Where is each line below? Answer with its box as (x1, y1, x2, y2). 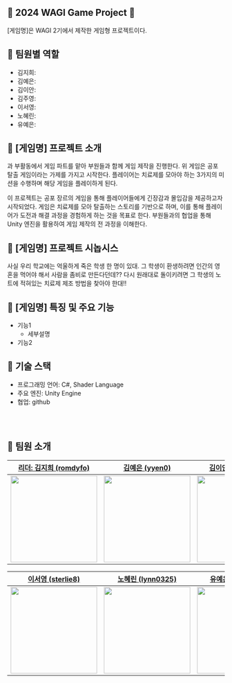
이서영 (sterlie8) (27, 574, 81, 584)
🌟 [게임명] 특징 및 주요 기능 (7, 301, 115, 313)
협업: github (17, 398, 50, 406)
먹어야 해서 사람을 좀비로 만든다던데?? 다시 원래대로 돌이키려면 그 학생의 (19, 271, 214, 279)
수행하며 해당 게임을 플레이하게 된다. (19, 179, 118, 188)
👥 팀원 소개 (7, 441, 52, 452)
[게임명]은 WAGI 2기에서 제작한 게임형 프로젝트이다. (7, 26, 147, 35)
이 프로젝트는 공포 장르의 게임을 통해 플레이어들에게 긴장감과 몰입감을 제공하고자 (7, 194, 223, 202)
